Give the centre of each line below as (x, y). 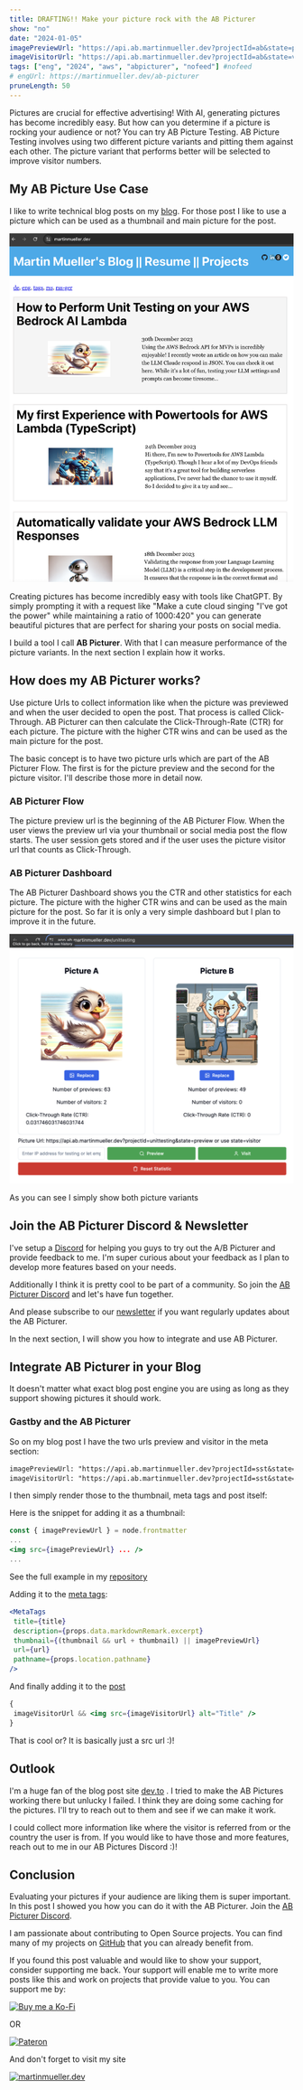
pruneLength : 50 (40, 86)
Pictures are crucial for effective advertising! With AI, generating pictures (145, 112)
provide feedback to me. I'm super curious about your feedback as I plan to (150, 1257)
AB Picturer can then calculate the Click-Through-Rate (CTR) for (164, 721)
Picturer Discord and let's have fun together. (92, 1294)
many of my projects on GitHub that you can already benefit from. (132, 1943)
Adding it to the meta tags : (59, 1594)
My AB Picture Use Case (79, 189)
